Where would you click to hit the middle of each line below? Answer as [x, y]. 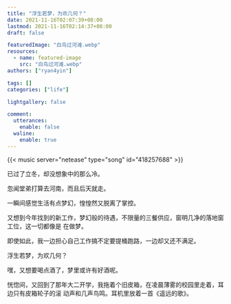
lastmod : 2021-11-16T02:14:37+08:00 [59, 26]
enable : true [38, 140]
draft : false [26, 33]
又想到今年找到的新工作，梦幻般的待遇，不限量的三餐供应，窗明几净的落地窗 [115, 217]
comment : [20, 114]
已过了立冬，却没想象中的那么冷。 [55, 173]
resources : [23, 52]
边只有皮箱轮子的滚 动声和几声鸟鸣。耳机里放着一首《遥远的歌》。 [100, 293]
